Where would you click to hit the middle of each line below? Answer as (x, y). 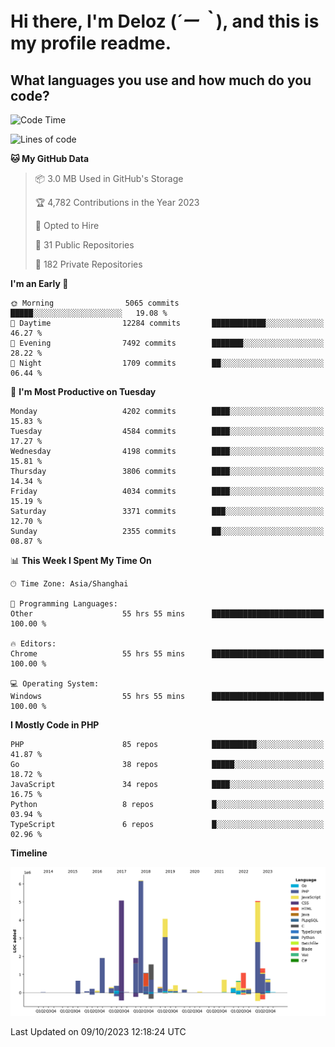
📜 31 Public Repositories (84, 245)
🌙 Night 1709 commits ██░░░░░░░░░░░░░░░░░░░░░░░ (167, 363)
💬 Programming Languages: (64, 604)
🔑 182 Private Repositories (88, 264)
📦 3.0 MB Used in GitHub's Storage (109, 178)
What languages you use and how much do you (161, 80)
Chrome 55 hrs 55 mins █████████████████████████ (167, 654)
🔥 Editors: (33, 644)
